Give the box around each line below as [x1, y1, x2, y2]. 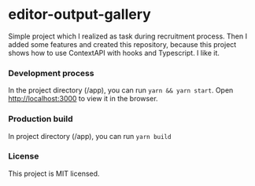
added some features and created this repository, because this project [8, 39, 237, 49]
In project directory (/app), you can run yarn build [8, 131, 172, 140]
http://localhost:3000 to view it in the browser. [8, 94, 159, 104]
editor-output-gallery [8, 5, 151, 24]
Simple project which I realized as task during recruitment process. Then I [8, 31, 248, 41]
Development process [8, 67, 94, 78]
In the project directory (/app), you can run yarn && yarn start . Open [8, 86, 234, 95]
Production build [8, 114, 73, 125]
